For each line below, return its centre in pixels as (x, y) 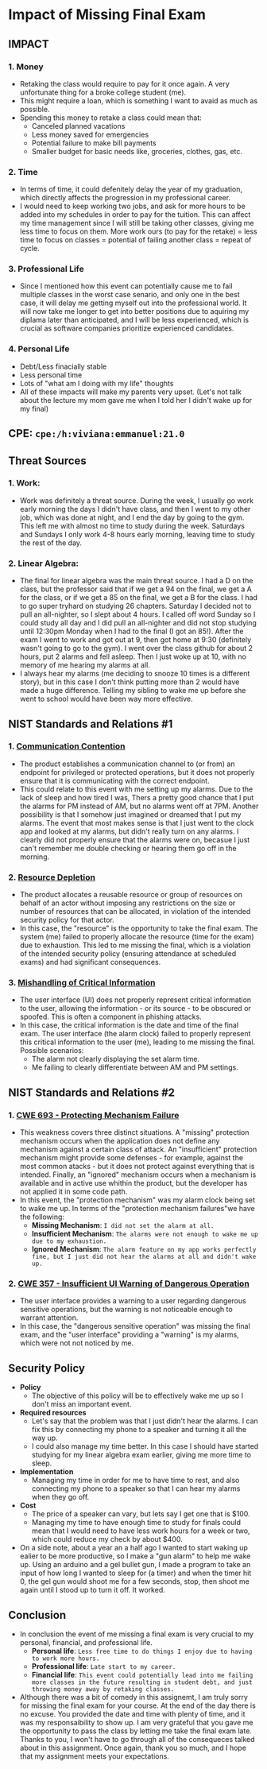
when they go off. (60, 1497)
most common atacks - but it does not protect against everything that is (137, 1167)
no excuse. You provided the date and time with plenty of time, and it (132, 1714)
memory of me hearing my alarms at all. (85, 665)
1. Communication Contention (67, 746)
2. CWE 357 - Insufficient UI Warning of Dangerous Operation (129, 1283)
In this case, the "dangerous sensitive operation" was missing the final (135, 1326)
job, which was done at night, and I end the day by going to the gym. (132, 517)
